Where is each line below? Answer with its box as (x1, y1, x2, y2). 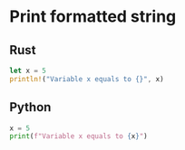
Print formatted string (9, 6, 177, 27)
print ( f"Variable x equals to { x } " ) (9, 132, 148, 141)
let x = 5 (9, 66, 47, 75)
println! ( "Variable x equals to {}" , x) (9, 74, 165, 83)
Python (9, 99, 52, 115)
